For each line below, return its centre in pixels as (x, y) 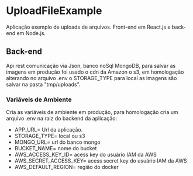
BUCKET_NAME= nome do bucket (56, 149)
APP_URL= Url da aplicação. (49, 130)
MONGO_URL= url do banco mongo (57, 142)
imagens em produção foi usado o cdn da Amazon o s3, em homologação (95, 72)
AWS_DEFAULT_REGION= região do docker (66, 167)
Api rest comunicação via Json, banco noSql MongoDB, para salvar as (91, 65)
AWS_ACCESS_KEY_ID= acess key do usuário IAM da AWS (85, 155)
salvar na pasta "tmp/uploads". (43, 84)
